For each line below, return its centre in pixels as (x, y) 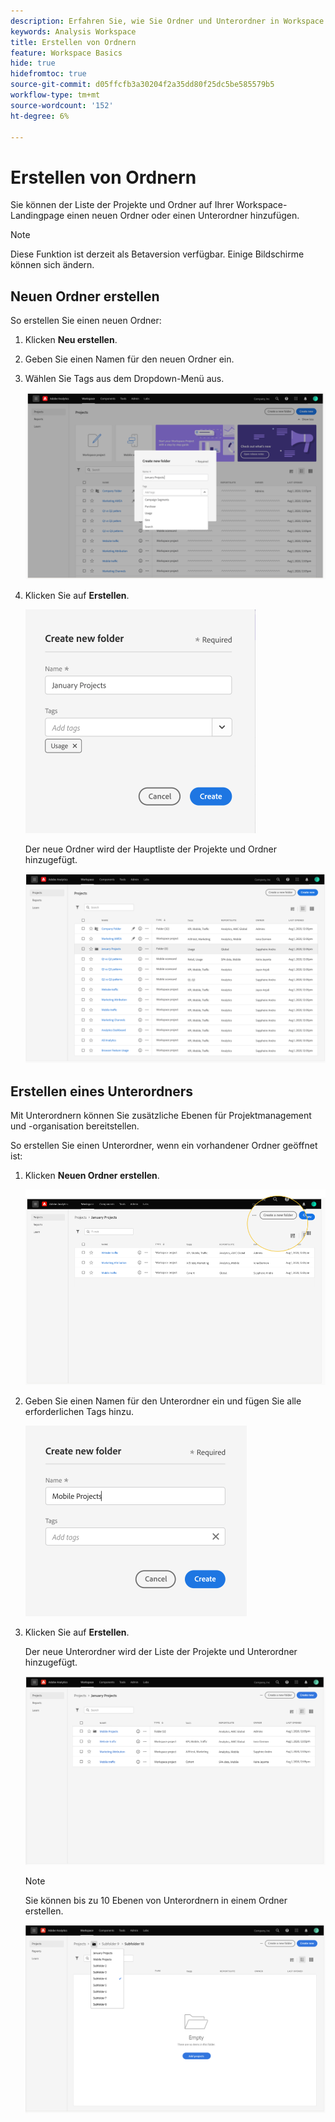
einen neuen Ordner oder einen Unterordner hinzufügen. (183, 216)
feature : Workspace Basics (66, 53)
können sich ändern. (52, 265)
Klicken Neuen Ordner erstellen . (92, 1176)
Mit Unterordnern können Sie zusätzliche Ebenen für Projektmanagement (161, 1116)
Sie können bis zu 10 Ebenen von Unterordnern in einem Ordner (156, 1900)
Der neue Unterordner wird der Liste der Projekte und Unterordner (161, 1651)
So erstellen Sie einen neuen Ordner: (86, 321)
